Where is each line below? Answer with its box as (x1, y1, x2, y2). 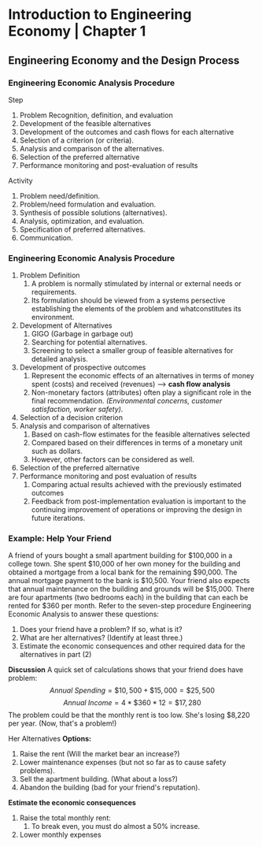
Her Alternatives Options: (8, 734, 92, 744)
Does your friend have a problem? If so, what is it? (19, 625, 183, 634)
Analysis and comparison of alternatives (19, 422, 150, 431)
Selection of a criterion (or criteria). (19, 136, 134, 145)
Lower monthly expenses (19, 830, 101, 840)
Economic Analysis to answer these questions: (8, 609, 160, 619)
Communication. (19, 232, 73, 242)
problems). (19, 766, 55, 775)
